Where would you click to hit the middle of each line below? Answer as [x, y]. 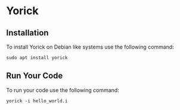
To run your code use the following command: [63, 90]
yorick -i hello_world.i [37, 101]
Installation [27, 33]
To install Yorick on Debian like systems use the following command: [90, 47]
